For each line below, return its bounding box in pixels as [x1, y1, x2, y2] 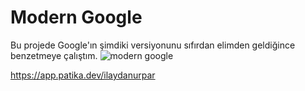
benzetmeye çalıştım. [10, 49, 98, 61]
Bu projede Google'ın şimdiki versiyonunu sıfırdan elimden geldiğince [10, 39, 296, 51]
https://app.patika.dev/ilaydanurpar [10, 69, 156, 81]
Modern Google [10, 6, 143, 29]
